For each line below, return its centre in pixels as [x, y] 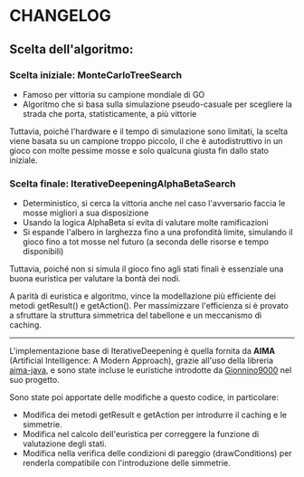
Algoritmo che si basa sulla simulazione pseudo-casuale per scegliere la [157, 104]
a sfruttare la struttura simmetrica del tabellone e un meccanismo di [136, 315]
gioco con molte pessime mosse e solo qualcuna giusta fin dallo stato [139, 150]
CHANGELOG [60, 16]
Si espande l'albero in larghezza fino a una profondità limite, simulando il [157, 233]
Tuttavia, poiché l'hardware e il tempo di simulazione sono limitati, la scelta [148, 131]
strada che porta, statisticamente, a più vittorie [109, 113]
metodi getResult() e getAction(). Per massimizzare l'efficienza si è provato [149, 306]
